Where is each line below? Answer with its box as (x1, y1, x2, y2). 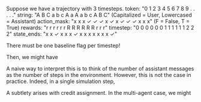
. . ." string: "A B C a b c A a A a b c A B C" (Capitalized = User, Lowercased (6, 11, 192, 18)
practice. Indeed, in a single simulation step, (6, 78, 115, 85)
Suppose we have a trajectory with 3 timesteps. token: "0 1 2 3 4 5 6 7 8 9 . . (6, 5, 195, 12)
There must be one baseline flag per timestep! (6, 42, 121, 49)
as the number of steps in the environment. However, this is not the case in (6, 72, 191, 78)
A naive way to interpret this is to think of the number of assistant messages (6, 65, 194, 72)
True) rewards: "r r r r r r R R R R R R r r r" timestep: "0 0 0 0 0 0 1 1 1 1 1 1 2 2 (6, 24, 194, 31)
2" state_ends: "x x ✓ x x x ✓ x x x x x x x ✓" (6, 30, 118, 38)
